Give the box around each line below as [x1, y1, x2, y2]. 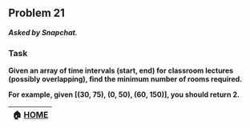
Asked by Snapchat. [8, 27, 78, 37]
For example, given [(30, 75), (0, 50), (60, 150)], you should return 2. [8, 90, 240, 99]
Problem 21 [8, 6, 66, 20]
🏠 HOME [12, 110, 49, 121]
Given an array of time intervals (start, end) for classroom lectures [8, 66, 234, 75]
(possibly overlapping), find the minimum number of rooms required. [8, 74, 243, 84]
